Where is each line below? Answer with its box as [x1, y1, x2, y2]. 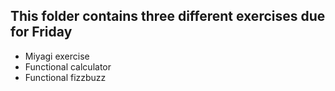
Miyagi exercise [24, 50, 90, 62]
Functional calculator [24, 60, 112, 73]
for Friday [10, 24, 73, 41]
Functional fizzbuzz [24, 71, 107, 83]
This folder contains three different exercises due [10, 8, 326, 25]
